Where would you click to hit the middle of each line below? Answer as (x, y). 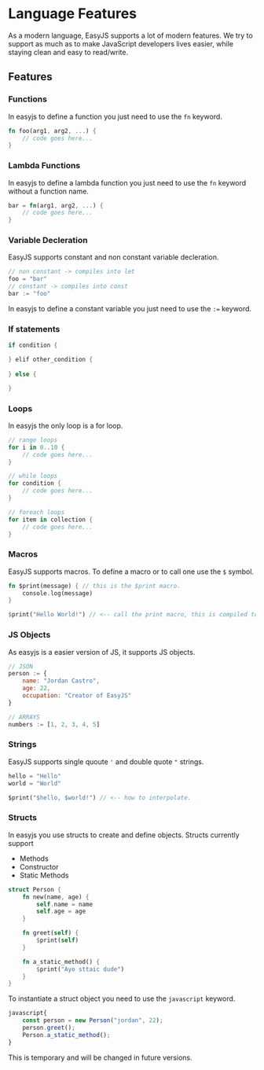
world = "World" (35, 783)
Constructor (39, 866)
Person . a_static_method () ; (66, 1035)
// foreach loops (37, 512)
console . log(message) (57, 593)
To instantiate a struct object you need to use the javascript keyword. (122, 998)
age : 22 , (37, 689)
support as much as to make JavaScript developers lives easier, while (121, 43)
